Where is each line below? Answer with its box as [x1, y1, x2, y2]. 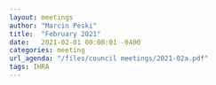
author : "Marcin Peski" [9, 21, 98, 30]
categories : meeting [9, 46, 86, 55]
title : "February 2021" [9, 29, 101, 38]
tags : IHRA [9, 63, 50, 72]
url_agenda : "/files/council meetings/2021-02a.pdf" [9, 54, 209, 63]
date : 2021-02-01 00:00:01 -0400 [9, 37, 141, 47]
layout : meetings [9, 12, 74, 22]
